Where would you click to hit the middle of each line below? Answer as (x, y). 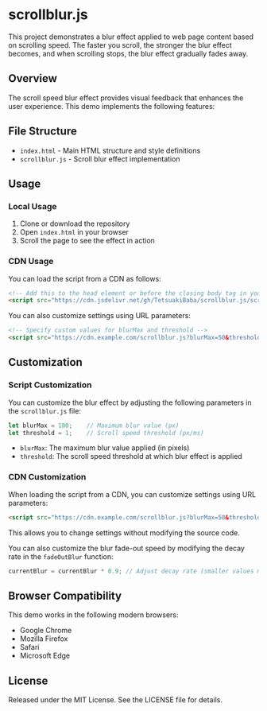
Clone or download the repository (75, 223)
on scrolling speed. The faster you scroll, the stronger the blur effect (120, 45)
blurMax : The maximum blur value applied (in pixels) (104, 448)
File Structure (43, 132)
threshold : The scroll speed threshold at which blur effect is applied (131, 457)
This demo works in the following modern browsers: (93, 615)
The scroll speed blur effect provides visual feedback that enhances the (126, 98)
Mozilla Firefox (44, 639)
